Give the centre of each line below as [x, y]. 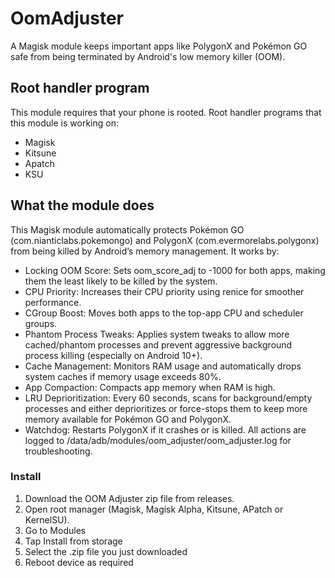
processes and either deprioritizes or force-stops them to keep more [166, 408]
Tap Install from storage [73, 541]
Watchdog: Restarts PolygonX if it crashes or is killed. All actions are [165, 429]
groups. [41, 323]
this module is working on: [64, 123]
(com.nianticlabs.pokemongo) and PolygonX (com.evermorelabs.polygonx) [165, 240]
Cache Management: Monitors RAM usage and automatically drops [163, 366]
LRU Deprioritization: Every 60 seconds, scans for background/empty [168, 398]
